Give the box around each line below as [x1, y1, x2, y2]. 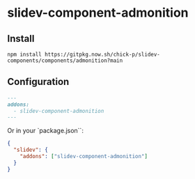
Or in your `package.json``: [7, 127, 84, 135]
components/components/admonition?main [7, 57, 123, 64]
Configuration [7, 76, 70, 88]
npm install [7, 51, 42, 58]
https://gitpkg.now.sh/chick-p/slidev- [44, 51, 160, 58]
